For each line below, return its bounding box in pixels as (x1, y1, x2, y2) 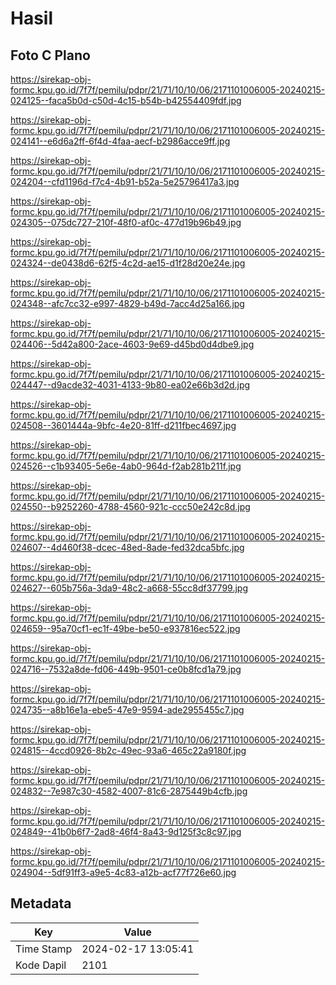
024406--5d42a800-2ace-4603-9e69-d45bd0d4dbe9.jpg (10, 338, 255, 350)
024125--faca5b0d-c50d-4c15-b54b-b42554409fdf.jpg (10, 95, 242, 106)
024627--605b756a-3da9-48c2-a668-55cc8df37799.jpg (10, 582, 248, 594)
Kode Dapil (15, 958, 67, 972)
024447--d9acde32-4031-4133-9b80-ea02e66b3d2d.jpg (10, 379, 251, 391)
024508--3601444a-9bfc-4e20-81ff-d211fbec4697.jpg (10, 420, 237, 431)
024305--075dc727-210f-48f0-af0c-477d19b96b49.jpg (10, 217, 242, 228)
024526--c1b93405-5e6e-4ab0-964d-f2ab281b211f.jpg (10, 460, 242, 472)
